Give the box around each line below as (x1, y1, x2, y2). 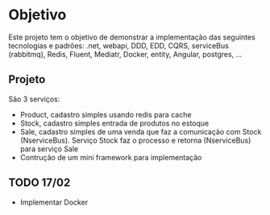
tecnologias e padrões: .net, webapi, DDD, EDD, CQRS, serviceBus (8, 40, 230, 50)
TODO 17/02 (8, 176, 71, 190)
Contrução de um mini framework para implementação (19, 152, 202, 162)
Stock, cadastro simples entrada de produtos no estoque (19, 118, 210, 128)
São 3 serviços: (8, 94, 60, 104)
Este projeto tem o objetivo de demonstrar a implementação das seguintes (8, 32, 255, 42)
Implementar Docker (19, 197, 89, 207)
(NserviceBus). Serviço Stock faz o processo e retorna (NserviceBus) (19, 135, 251, 145)
